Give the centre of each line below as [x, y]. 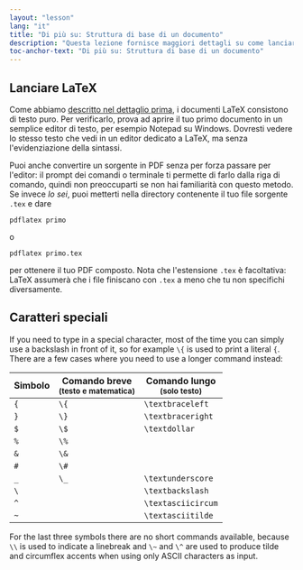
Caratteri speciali [59, 318]
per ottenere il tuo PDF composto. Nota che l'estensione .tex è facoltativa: [148, 270]
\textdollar [170, 428]
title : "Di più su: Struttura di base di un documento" [116, 34]
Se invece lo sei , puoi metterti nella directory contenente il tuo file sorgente [149, 194]
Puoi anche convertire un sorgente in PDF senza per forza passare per [140, 165]
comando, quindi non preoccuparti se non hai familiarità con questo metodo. [151, 184]
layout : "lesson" [42, 18]
